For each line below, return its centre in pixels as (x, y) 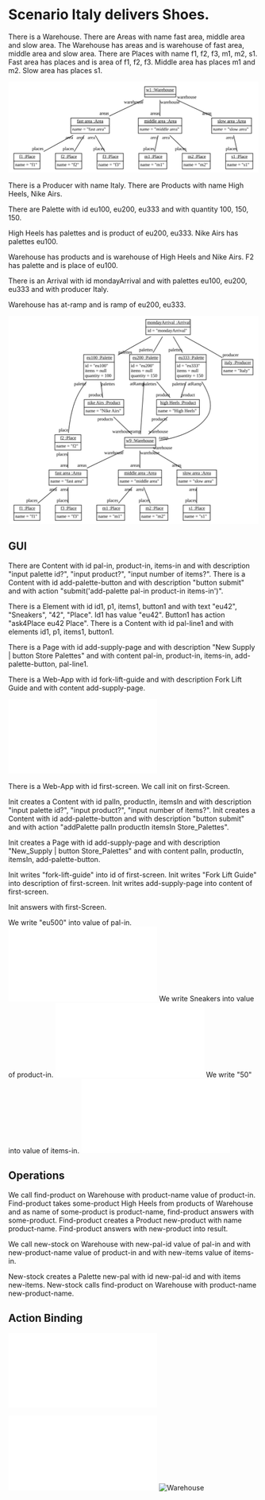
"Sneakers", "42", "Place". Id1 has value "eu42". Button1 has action (117, 615)
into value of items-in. (44, 1150)
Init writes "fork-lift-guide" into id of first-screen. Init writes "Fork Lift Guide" (132, 874)
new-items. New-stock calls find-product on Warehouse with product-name (132, 1284)
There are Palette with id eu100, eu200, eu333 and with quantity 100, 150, (129, 209)
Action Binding (46, 1318)
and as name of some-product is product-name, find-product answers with (131, 1211)
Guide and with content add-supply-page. (77, 688)
